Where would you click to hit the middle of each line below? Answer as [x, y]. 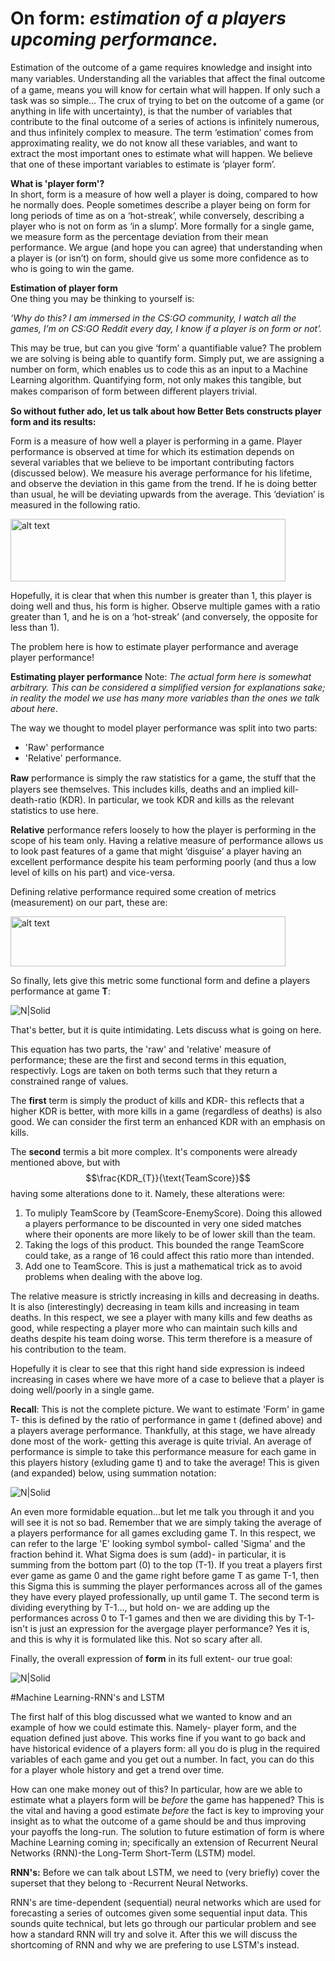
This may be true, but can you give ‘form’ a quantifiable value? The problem [166, 348]
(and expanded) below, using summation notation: [113, 1473]
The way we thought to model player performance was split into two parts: [164, 728]
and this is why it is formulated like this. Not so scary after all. [136, 1639]
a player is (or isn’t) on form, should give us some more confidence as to [160, 258]
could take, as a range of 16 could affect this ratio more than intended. [169, 1255]
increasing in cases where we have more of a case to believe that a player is [167, 1379]
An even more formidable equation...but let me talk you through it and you [162, 1511]
